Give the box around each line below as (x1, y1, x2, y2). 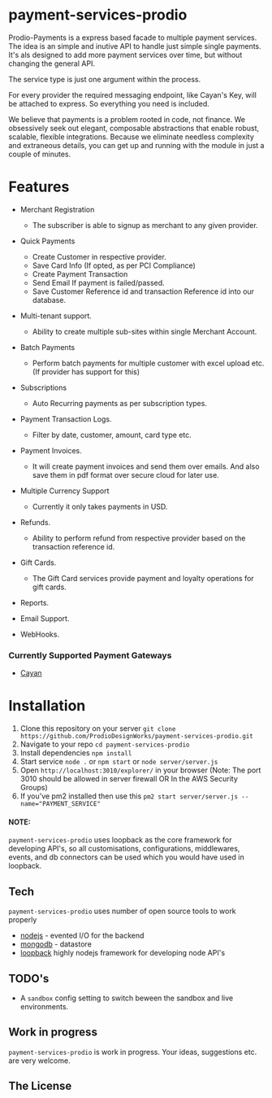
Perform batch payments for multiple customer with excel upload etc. (32, 358, 265, 368)
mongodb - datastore (19, 939, 92, 949)
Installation (8, 697, 86, 715)
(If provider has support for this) (32, 366, 140, 376)
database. (32, 295, 67, 304)
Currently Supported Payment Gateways (8, 650, 172, 661)
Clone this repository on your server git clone (19, 724, 176, 733)
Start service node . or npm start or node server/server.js (19, 757, 218, 767)
